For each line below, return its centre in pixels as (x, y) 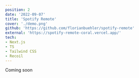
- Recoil (14, 56)
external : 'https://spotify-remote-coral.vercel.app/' (63, 33)
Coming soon (19, 70)
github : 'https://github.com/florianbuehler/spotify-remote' (70, 28)
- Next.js (15, 42)
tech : (11, 38)
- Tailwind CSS (21, 51)
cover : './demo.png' (27, 24)
